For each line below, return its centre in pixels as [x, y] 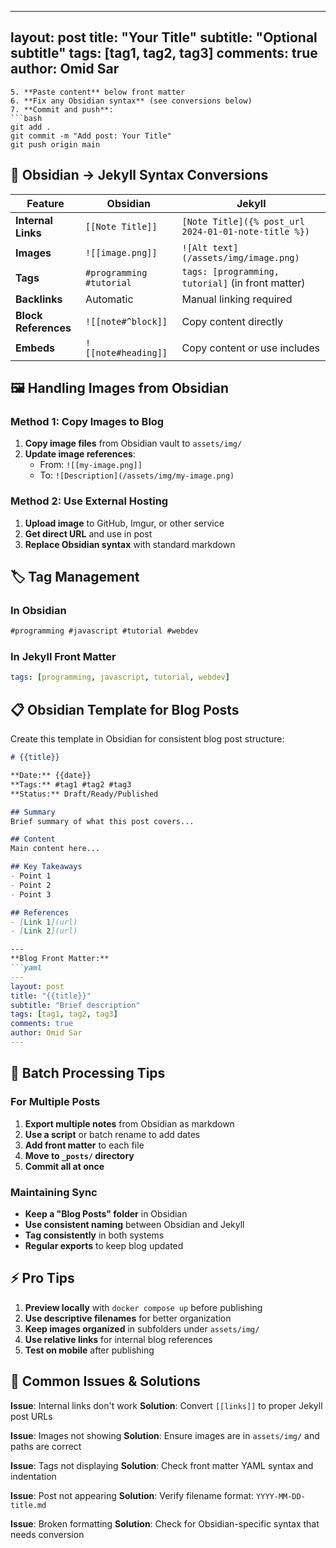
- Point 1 [31, 876]
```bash [26, 118]
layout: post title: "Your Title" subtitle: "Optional [164, 37]
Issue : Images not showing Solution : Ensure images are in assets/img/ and [165, 1435]
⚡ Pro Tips [42, 1278]
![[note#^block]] [126, 321]
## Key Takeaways [46, 867]
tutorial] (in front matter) [243, 283]
